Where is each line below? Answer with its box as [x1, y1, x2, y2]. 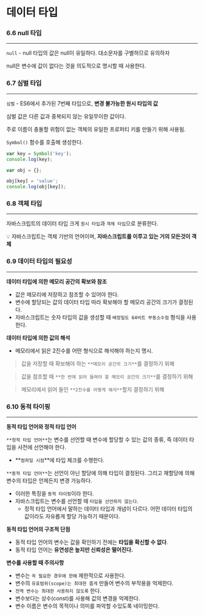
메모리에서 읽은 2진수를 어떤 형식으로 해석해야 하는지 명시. [15, 347, 153, 354]
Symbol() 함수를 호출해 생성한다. [6, 138, 83, 146]
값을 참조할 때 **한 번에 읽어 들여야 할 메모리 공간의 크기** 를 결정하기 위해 [21, 373, 193, 380]
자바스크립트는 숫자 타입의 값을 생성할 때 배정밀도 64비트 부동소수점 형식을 [15, 314, 185, 321]
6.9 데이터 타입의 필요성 [6, 257, 73, 266]
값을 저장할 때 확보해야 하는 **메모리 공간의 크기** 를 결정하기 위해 [21, 360, 175, 367]
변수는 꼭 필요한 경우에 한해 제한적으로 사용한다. [15, 572, 126, 579]
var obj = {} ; [6, 167, 42, 173]
